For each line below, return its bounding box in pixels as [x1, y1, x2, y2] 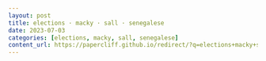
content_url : [8, 41, 51, 49]
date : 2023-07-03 [8, 26, 66, 34]
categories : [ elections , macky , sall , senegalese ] [8, 33, 179, 42]
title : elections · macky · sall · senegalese [8, 19, 165, 27]
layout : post [8, 11, 51, 20]
